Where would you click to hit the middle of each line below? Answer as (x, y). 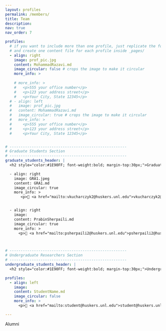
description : (19, 23)
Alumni (12, 324)
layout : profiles (23, 10)
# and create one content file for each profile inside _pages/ (77, 51)
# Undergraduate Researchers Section (44, 255)
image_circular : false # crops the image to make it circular (79, 69)
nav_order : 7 (19, 33)
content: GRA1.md (32, 183)
